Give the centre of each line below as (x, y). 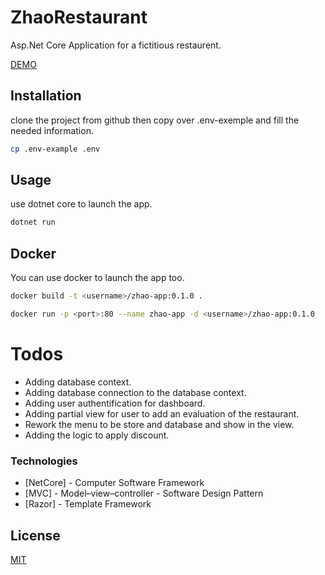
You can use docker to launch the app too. (97, 278)
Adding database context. (78, 382)
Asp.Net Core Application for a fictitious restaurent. (116, 45)
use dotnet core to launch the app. (81, 204)
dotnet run (33, 222)
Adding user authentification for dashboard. (115, 403)
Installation (46, 96)
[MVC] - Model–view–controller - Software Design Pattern (144, 493)
